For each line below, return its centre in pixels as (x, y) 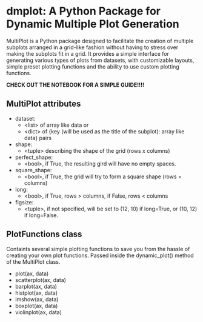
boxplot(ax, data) (36, 306)
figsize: (24, 202)
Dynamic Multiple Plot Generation (93, 24)
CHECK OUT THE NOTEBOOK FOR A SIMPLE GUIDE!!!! (75, 85)
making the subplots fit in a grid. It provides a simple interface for (88, 53)
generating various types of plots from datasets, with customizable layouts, (100, 60)
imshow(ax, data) (37, 299)
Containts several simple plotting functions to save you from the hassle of (98, 249)
